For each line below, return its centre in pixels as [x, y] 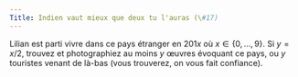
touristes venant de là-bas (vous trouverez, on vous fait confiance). [136, 63]
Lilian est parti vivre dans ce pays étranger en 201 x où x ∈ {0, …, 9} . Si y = [149, 43]
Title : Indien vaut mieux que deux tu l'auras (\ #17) [114, 18]
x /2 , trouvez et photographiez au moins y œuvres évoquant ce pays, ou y [148, 53]
